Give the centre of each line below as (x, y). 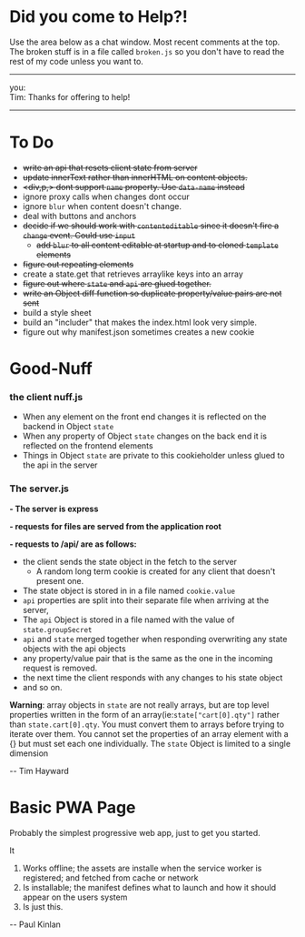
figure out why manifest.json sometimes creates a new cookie (138, 332)
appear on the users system (75, 897)
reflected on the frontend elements (88, 446)
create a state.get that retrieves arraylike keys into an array (133, 274)
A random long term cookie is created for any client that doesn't (156, 571)
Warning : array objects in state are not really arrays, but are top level (139, 705)
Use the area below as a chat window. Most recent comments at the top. (145, 42)
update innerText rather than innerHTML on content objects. (135, 177)
